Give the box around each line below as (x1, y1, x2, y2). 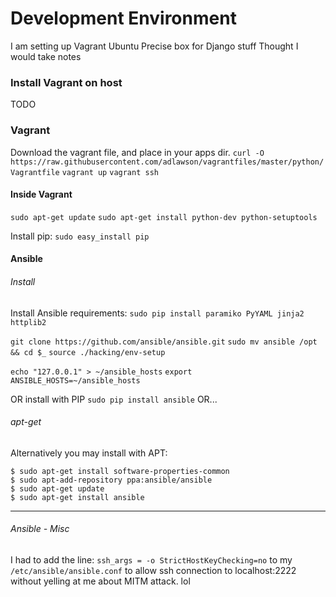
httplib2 (10, 317, 47, 327)
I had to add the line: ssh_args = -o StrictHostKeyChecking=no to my (10, 553, 293, 566)
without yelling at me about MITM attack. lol (10, 575, 191, 587)
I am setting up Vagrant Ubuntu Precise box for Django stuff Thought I (10, 40, 299, 52)
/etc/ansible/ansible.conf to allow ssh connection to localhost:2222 (10, 564, 297, 576)
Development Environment (10, 7, 237, 30)
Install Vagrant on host (10, 75, 123, 89)
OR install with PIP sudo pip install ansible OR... (10, 393, 218, 405)
